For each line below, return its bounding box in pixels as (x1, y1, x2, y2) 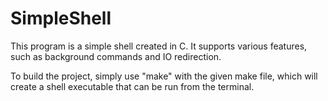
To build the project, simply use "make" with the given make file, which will (10, 70, 318, 82)
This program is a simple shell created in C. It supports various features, (10, 40, 308, 52)
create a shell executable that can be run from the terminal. (10, 80, 255, 92)
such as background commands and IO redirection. (10, 50, 222, 62)
